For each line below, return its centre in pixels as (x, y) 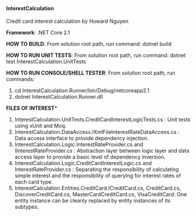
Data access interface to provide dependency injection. (82, 139)
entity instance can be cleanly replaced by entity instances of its (92, 201)
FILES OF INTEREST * (32, 108)
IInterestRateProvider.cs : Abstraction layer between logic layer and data (102, 151)
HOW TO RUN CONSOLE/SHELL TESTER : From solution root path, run (91, 73)
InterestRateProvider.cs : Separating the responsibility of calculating (97, 170)
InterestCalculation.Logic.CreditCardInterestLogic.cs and (83, 163)
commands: (21, 79)
